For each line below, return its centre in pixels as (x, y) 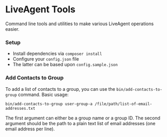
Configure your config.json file (46, 59)
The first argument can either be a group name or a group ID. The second (83, 118)
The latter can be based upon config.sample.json (65, 65)
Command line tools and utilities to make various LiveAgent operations (79, 24)
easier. (12, 29)
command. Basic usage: (43, 94)
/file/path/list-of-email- (123, 104)
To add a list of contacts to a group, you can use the (60, 89)
